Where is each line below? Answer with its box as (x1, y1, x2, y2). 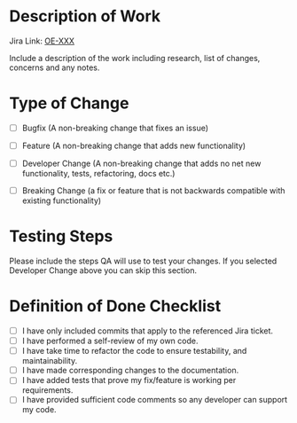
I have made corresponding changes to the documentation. (21, 365, 239, 376)
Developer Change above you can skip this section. (9, 265, 198, 276)
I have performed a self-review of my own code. (21, 335, 199, 347)
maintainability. (21, 356, 78, 366)
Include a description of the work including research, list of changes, (9, 52, 261, 63)
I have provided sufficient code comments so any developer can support (21, 395, 288, 405)
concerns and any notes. (9, 62, 100, 73)
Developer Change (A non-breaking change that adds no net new (21, 158, 262, 168)
